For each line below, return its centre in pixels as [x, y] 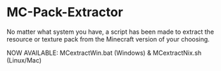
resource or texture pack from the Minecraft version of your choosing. [108, 39]
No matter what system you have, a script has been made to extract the [110, 32]
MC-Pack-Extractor [65, 12]
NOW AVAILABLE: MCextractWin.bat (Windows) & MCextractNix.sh [104, 53]
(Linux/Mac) [24, 60]
